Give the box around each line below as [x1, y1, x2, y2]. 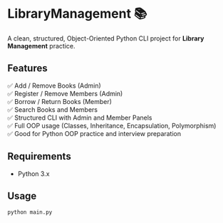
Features [7, 62, 48, 75]
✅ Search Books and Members [7, 105, 98, 114]
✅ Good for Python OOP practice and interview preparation [7, 129, 182, 138]
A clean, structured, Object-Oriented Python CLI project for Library [7, 33, 204, 43]
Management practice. [7, 41, 76, 50]
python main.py [7, 209, 53, 216]
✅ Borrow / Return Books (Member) [7, 97, 113, 105]
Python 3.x [17, 169, 50, 178]
